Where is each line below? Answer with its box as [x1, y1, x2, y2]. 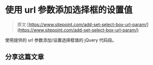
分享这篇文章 [5, 53, 44, 61]
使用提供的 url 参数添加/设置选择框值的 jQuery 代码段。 [5, 37, 117, 43]
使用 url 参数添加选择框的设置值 [5, 4, 133, 16]
